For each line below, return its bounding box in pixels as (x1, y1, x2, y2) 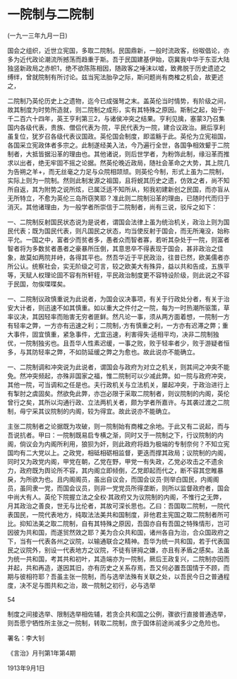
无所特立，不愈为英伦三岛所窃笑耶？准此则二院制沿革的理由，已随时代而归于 (7, 194, 230, 202)
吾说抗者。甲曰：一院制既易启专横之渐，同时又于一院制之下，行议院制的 (7, 431, 217, 439)
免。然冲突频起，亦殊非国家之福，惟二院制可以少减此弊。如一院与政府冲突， (7, 371, 230, 380)
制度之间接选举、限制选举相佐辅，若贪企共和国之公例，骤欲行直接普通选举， (7, 610, 230, 618)
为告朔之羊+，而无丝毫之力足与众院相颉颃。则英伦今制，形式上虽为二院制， (7, 167, 228, 175)
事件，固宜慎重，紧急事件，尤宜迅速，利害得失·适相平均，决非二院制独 (13, 330, 220, 338)
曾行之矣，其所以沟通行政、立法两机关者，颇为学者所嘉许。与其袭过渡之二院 (7, 397, 230, 407)
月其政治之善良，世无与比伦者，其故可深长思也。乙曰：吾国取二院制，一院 (7, 501, 224, 510)
